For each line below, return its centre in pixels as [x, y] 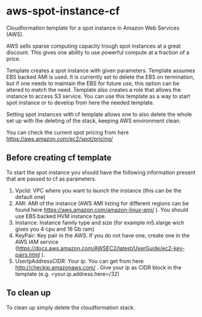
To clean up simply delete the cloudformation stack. [71, 307]
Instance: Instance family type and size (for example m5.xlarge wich [99, 222]
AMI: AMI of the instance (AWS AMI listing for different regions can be [102, 203]
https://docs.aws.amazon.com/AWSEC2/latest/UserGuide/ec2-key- [101, 248]
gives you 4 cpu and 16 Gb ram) [55, 229]
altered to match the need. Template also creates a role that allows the [93, 89]
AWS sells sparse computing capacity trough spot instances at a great [93, 46]
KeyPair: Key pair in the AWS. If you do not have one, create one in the [102, 235]
